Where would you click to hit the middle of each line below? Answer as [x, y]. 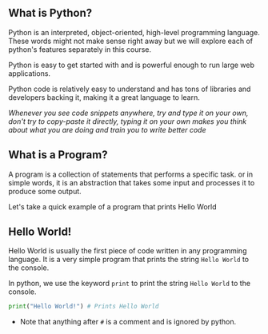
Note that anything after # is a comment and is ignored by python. [128, 322]
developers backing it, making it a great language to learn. [104, 97]
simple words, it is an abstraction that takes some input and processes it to [132, 182]
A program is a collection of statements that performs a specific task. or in [131, 174]
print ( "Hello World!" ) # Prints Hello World [84, 307]
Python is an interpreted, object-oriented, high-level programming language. [134, 32]
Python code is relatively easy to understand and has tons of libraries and [130, 89]
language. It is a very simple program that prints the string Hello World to [129, 260]
